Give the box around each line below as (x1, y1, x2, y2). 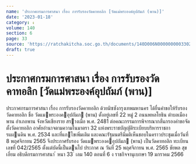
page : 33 (6, 36, 27, 42)
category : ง (6, 19, 34, 25)
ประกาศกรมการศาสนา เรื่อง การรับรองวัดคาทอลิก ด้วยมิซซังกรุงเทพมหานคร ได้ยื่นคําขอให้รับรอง (6, 104, 188, 111)
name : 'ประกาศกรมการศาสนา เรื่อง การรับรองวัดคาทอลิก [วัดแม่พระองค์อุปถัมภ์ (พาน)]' (6, 8, 164, 15)
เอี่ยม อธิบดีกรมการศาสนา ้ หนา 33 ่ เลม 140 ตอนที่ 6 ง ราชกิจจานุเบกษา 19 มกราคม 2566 (6, 151, 184, 158)
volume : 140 (6, 25, 35, 31)
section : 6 (6, 30, 33, 36)
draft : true (6, 47, 35, 53)
